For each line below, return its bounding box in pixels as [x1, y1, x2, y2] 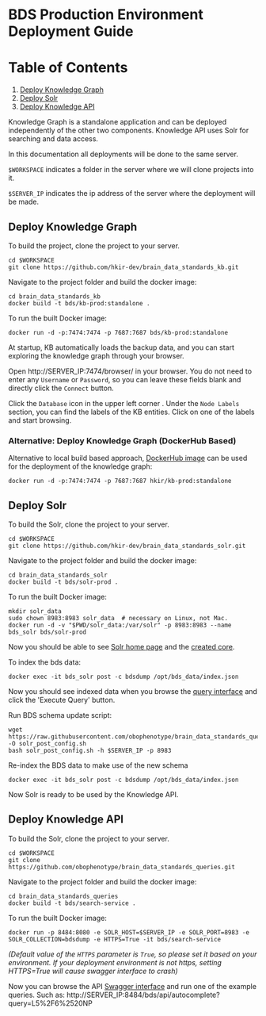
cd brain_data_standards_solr [8, 571, 108, 580]
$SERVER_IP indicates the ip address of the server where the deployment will [8, 189, 256, 198]
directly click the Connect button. [8, 383, 115, 393]
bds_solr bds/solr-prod [8, 628, 87, 636]
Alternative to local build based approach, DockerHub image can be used [8, 454, 248, 463]
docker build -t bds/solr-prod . [8, 578, 119, 586]
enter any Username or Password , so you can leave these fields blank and [8, 374, 241, 384]
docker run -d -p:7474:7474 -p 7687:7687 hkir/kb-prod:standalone [8, 477, 232, 485]
